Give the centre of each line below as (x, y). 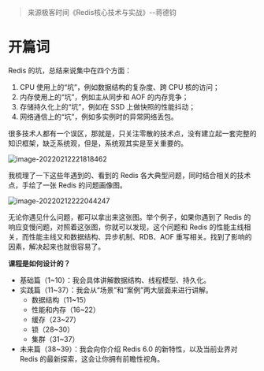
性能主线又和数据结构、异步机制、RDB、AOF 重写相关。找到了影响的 (140, 236)
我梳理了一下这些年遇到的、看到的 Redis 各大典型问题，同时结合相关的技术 (130, 175)
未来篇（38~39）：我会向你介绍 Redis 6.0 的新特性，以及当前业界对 (128, 349)
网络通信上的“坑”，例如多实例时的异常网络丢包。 (99, 117)
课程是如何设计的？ (39, 263)
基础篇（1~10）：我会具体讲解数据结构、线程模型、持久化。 (115, 280)
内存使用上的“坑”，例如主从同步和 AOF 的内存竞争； (104, 97)
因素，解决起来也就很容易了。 (56, 247)
